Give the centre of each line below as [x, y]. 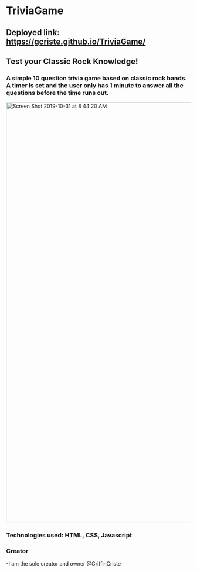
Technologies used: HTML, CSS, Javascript [69, 536]
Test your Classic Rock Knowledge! [72, 61]
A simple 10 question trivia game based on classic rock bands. [96, 78]
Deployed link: [33, 33]
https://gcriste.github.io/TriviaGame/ [76, 41]
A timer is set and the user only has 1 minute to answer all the [95, 85]
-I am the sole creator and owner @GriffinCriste [64, 564]
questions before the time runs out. [57, 93]
